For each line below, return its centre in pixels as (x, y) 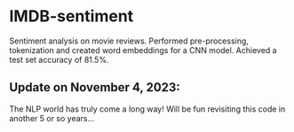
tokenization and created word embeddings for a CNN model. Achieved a (143, 50)
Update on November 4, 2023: (95, 87)
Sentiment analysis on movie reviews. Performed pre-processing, (129, 41)
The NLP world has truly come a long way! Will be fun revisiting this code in (147, 109)
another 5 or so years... (52, 118)
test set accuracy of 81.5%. (59, 59)
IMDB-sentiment (72, 16)
